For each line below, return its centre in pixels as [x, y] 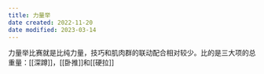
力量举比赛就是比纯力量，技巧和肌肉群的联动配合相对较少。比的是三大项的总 [132, 53]
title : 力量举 [29, 15]
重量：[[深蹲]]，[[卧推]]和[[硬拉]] [61, 62]
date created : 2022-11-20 [50, 23]
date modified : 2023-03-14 [52, 30]
